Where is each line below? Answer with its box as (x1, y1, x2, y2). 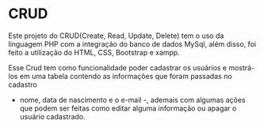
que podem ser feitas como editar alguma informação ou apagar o (19, 104, 237, 113)
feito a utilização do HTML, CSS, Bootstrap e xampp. (8, 47, 180, 57)
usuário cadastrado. (19, 111, 86, 121)
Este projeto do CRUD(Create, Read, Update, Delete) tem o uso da (8, 31, 224, 40)
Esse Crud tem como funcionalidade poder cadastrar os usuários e (8, 62, 228, 72)
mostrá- (228, 62, 255, 72)
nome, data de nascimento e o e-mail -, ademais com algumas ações (19, 95, 246, 104)
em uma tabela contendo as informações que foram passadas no (19, 71, 232, 81)
